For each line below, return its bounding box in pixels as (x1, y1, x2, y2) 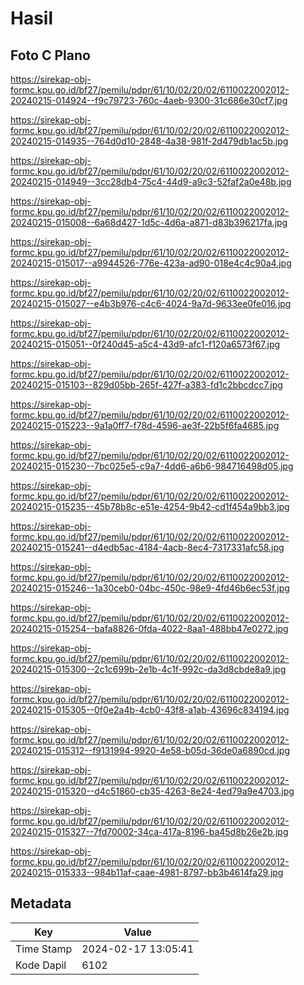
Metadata (10, 895, 72, 912)
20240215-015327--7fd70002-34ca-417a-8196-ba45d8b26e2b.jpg (10, 826, 289, 837)
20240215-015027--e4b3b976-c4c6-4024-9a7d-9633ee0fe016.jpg (10, 298, 292, 309)
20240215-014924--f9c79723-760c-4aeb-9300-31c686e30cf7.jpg (10, 95, 288, 106)
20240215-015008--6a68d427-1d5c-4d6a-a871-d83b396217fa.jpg (10, 217, 288, 228)
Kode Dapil (15, 958, 67, 972)
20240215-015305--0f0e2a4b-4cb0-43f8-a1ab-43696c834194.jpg (10, 704, 290, 716)
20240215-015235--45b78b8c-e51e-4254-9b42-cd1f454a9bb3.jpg (10, 501, 290, 512)
